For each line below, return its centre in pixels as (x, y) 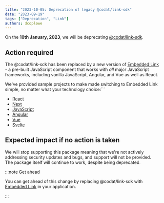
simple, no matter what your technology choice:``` (55, 90)
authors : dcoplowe (24, 23)
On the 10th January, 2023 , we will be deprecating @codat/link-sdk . (74, 37)
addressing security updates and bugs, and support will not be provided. (78, 157)
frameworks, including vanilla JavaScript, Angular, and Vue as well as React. (82, 75)
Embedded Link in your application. (41, 186)
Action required (29, 53)
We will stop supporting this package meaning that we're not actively (74, 152)
